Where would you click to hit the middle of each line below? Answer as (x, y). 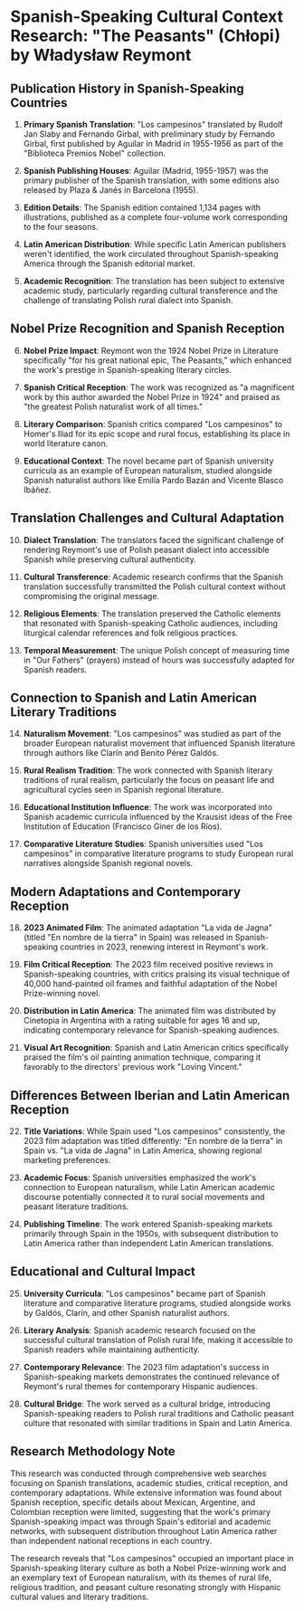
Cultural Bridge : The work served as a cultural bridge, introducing (147, 1404)
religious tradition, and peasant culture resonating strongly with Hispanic (146, 1587)
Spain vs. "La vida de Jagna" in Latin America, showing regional (142, 1150)
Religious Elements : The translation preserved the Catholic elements (152, 614)
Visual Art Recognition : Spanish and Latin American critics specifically (156, 1048)
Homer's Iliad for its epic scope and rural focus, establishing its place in (157, 434)
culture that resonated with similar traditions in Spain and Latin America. (157, 1423)
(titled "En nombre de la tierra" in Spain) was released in (128, 938)
